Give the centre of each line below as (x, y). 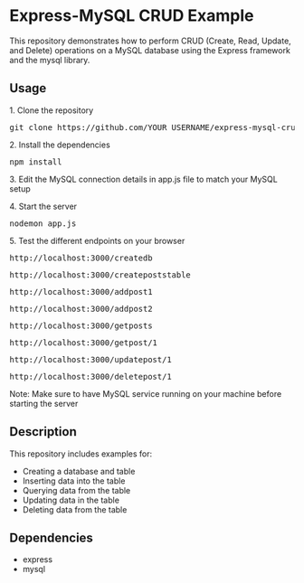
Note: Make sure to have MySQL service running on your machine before (146, 393)
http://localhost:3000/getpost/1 (84, 343)
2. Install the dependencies (60, 145)
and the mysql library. (50, 60)
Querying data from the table (76, 490)
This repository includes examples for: (81, 454)
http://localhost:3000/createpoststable (100, 275)
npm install (36, 162)
